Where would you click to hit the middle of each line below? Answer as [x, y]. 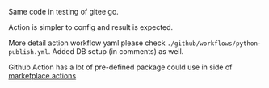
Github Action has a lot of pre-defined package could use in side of [120, 67]
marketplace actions [42, 75]
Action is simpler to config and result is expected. [91, 27]
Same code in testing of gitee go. [63, 12]
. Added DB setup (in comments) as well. [116, 51]
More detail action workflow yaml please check [87, 43]
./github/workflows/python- [214, 44]
